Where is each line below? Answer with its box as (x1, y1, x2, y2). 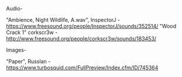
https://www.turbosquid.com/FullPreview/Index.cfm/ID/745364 (6, 64, 159, 71)
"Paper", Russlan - (6, 58, 51, 65)
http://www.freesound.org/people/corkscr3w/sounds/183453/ (6, 35, 157, 42)
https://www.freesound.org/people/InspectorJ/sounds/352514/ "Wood (6, 23, 177, 29)
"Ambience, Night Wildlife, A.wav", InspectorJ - (6, 16, 120, 23)
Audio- (6, 5, 23, 12)
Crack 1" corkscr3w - (6, 29, 58, 36)
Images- (6, 46, 26, 53)
